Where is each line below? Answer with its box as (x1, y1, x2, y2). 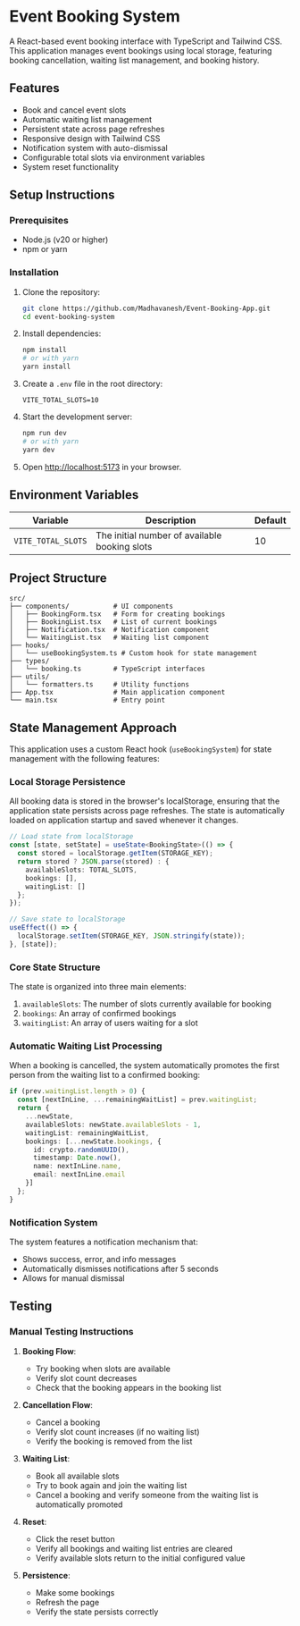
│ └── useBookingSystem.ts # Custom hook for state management (9, 649, 257, 658)
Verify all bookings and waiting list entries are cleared (35, 1543, 234, 1554)
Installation (9, 266, 60, 279)
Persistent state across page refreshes (21, 123, 165, 134)
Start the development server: (21, 411, 133, 422)
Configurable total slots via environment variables (21, 152, 205, 163)
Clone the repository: (21, 286, 101, 297)
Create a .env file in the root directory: (21, 378, 163, 390)
